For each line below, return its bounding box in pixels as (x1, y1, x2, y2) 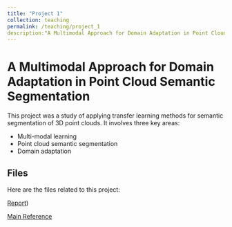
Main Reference (7, 212, 52, 220)
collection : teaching (7, 17, 70, 24)
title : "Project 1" (7, 10, 64, 17)
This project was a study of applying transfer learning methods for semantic (7, 111, 224, 120)
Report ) (7, 199, 29, 207)
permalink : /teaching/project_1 (7, 23, 100, 30)
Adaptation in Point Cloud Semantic (7, 74, 215, 90)
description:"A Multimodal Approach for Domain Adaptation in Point (7, 29, 209, 37)
